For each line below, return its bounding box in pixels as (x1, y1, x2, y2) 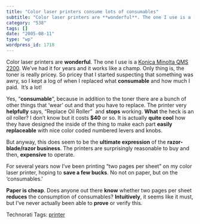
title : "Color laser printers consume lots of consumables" (6, 8, 159, 15)
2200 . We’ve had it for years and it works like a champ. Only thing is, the (6, 64, 184, 71)
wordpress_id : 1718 (6, 42, 55, 48)
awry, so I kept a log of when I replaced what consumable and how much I (6, 77, 190, 84)
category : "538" (6, 20, 47, 26)
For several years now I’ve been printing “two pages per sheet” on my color (6, 162, 192, 170)
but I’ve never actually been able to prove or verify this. (6, 199, 143, 206)
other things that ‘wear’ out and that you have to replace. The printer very (6, 101, 187, 108)
